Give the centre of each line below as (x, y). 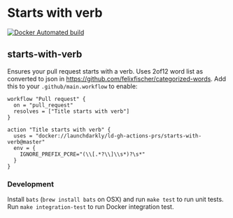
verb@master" (26, 142)
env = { (25, 148)
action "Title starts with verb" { (59, 130)
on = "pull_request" (43, 105)
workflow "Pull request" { (47, 99)
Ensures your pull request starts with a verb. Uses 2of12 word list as (105, 71)
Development (31, 184)
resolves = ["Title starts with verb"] (72, 111)
